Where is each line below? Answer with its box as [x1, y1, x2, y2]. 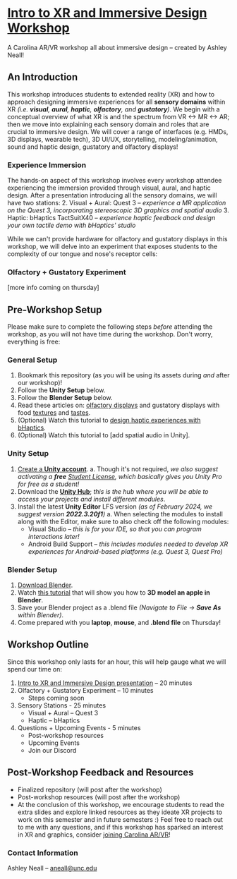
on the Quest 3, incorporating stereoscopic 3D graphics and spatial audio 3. [7, 206, 229, 214]
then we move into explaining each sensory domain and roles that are [7, 120, 209, 128]
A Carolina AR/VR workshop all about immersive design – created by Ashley [7, 43, 227, 51]
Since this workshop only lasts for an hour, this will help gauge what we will [7, 657, 226, 666]
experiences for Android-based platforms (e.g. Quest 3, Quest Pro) [28, 547, 224, 555]
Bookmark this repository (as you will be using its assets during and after [17, 371, 230, 380]
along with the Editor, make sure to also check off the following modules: [17, 517, 229, 526]
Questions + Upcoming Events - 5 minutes [17, 723, 141, 732]
